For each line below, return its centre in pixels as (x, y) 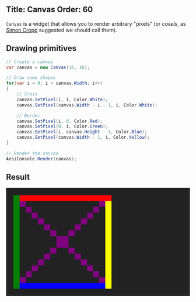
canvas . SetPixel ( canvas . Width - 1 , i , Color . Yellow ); (83, 138)
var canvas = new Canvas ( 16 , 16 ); (48, 67)
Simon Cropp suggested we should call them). (62, 30)
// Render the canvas (32, 153)
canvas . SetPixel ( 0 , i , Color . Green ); (62, 126)
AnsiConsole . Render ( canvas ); (41, 159)
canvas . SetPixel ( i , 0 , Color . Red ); (60, 121)
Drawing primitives (41, 48)
